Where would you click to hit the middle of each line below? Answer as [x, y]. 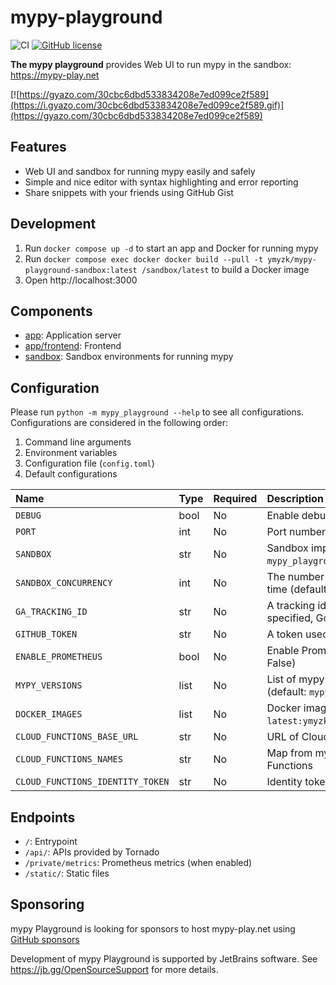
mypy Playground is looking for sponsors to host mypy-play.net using [153, 928]
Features [38, 147]
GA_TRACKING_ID [51, 612]
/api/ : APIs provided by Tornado [92, 852]
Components [51, 311]
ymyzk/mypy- [292, 259]
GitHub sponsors [45, 939]
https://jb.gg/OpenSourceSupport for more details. [114, 969]
